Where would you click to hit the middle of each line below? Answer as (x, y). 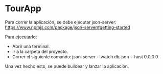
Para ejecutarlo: (21, 37)
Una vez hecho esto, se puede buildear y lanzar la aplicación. (67, 66)
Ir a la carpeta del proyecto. (40, 51)
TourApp (23, 9)
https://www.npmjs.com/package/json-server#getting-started (68, 27)
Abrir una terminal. (31, 46)
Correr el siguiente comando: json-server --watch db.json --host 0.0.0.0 (85, 56)
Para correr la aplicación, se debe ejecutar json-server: (61, 22)
